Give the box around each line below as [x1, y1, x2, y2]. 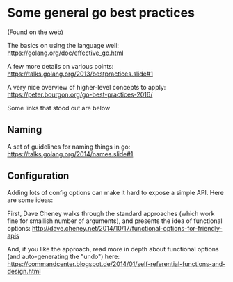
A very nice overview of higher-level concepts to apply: [7, 83, 166, 91]
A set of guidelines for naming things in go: [7, 142, 131, 151]
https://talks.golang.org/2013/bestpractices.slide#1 [7, 69, 153, 78]
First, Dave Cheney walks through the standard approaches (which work [7, 209, 215, 217]
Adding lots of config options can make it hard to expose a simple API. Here [7, 188, 224, 197]
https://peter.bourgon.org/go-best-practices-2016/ [7, 90, 153, 99]
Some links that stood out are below [7, 103, 111, 112]
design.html [7, 267, 41, 275]
